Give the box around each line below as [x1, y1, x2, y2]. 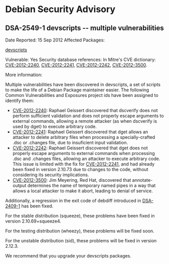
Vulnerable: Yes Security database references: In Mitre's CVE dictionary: [5, 57, 156, 63]
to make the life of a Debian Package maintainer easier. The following [5, 87, 149, 93]
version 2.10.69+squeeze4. [5, 218, 62, 224]
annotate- [132, 177, 153, 183]
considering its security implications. [12, 172, 89, 178]
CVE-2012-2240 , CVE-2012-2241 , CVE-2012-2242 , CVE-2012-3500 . [5, 62, 148, 68]
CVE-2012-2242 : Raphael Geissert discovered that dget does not [12, 145, 148, 151]
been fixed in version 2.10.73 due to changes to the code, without [12, 167, 149, 172]
